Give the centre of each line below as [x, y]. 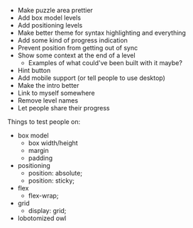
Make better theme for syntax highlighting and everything [102, 33]
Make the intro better [48, 85]
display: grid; [47, 211]
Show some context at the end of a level [77, 55]
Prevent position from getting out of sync [78, 48]
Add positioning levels [50, 25]
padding [40, 158]
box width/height [53, 143]
